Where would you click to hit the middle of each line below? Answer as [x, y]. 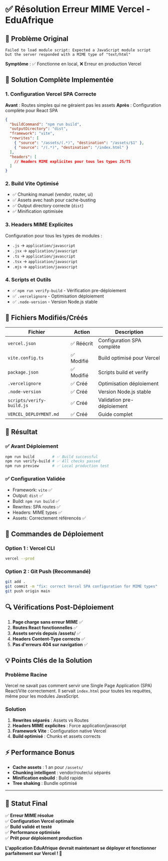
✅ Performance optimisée [33, 832]
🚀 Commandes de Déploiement [54, 534]
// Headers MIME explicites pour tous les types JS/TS [72, 161]
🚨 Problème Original [37, 39]
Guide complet [115, 414]
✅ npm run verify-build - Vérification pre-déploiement [69, 291]
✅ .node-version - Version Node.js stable [55, 302]
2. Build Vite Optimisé [32, 184]
